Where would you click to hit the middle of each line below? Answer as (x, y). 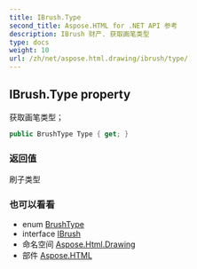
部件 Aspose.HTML (57, 256)
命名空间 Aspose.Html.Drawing (79, 244)
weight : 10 (29, 51)
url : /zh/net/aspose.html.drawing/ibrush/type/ (99, 59)
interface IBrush (51, 234)
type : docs (29, 42)
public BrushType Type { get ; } (69, 134)
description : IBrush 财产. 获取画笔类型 (79, 34)
